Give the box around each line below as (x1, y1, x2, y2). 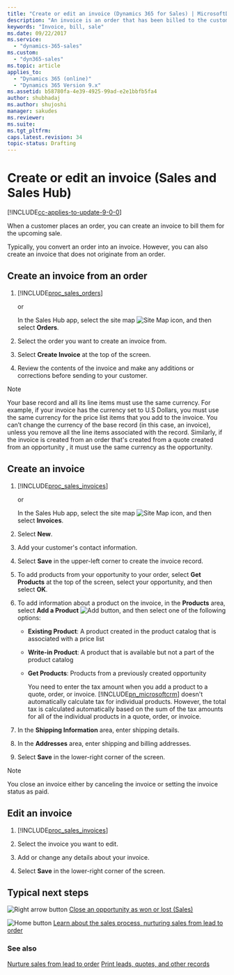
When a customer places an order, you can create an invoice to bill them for (7, 221, 225, 230)
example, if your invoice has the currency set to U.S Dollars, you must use (7, 406, 219, 414)
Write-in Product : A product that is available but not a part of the (27, 647, 214, 657)
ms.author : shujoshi (7, 101, 68, 108)
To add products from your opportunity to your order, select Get (17, 570, 201, 578)
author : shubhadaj (7, 95, 61, 102)
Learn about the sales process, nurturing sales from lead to (53, 919, 224, 928)
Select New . (17, 529, 53, 538)
